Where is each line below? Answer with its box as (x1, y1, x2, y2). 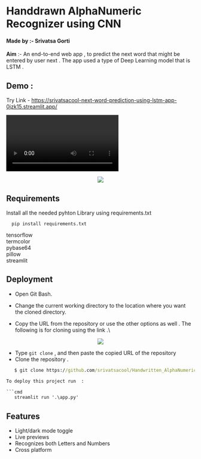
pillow (6, 251, 21, 258)
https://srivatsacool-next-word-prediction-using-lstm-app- (31, 97, 177, 104)
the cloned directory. (14, 308, 67, 315)
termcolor (6, 238, 31, 245)
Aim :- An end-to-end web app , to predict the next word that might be (6, 50, 181, 58)
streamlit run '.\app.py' (14, 395, 79, 401)
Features (6, 411, 40, 421)
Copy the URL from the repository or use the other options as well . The (14, 320, 191, 327)
